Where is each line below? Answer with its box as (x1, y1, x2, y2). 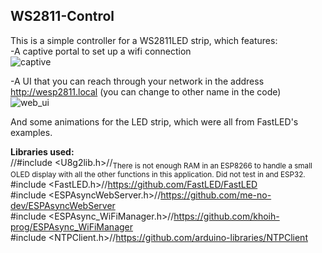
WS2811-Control (10, 8, 115, 25)
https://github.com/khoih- (173, 210, 280, 222)
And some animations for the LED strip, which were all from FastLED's (10, 115, 299, 128)
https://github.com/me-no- (160, 189, 272, 201)
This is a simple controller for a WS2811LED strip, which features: (10, 34, 278, 46)
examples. (10, 126, 53, 138)
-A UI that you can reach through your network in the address (10, 75, 265, 87)
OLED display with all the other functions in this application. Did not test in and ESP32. (10, 169, 306, 179)
